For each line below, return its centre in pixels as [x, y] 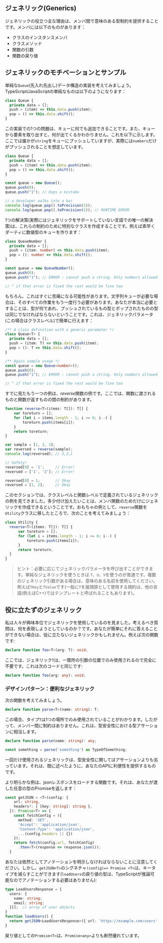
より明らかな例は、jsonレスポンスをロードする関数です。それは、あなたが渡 [81, 782]
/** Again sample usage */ [32, 361]
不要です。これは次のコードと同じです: [44, 666]
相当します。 [26, 731]
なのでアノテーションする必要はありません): [53, 880]
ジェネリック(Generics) [41, 8]
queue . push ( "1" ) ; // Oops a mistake [42, 192]
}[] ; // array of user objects [42, 907]
